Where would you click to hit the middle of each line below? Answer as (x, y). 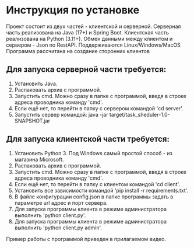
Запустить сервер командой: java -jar (61, 114)
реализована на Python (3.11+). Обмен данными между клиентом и (89, 39)
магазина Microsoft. (39, 159)
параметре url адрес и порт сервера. (61, 202)
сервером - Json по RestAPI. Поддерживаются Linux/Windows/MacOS (93, 45)
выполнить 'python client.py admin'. (58, 228)
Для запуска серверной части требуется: (86, 70)
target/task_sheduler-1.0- (140, 114)
